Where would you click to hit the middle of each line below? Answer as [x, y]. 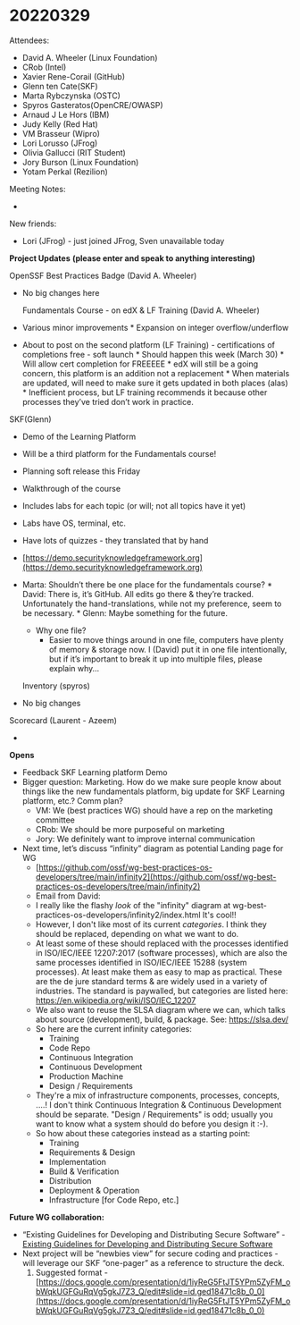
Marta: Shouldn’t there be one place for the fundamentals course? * [147, 584]
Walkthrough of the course [71, 488]
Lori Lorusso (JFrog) [60, 143]
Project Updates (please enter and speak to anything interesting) [133, 258]
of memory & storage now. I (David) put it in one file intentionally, [168, 649]
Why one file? [61, 630]
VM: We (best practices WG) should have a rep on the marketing [154, 810]
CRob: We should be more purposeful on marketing [130, 829]
